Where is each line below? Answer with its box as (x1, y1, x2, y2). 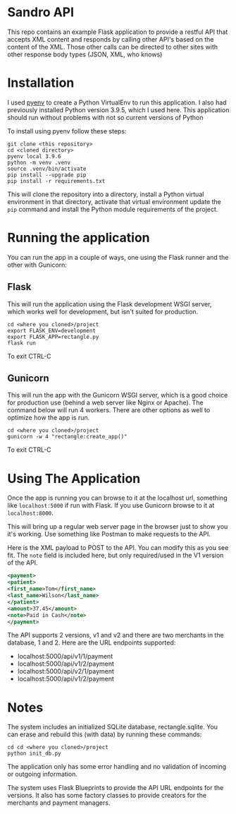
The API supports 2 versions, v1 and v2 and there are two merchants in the (7, 631, 224, 640)
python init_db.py (7, 750, 61, 758)
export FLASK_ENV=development (7, 327, 97, 334)
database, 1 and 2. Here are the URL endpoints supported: (7, 638, 176, 647)
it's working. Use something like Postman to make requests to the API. (7, 530, 211, 539)
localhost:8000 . (7, 509, 54, 517)
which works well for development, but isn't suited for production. (7, 307, 199, 316)
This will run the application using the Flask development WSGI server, (7, 299, 212, 308)
